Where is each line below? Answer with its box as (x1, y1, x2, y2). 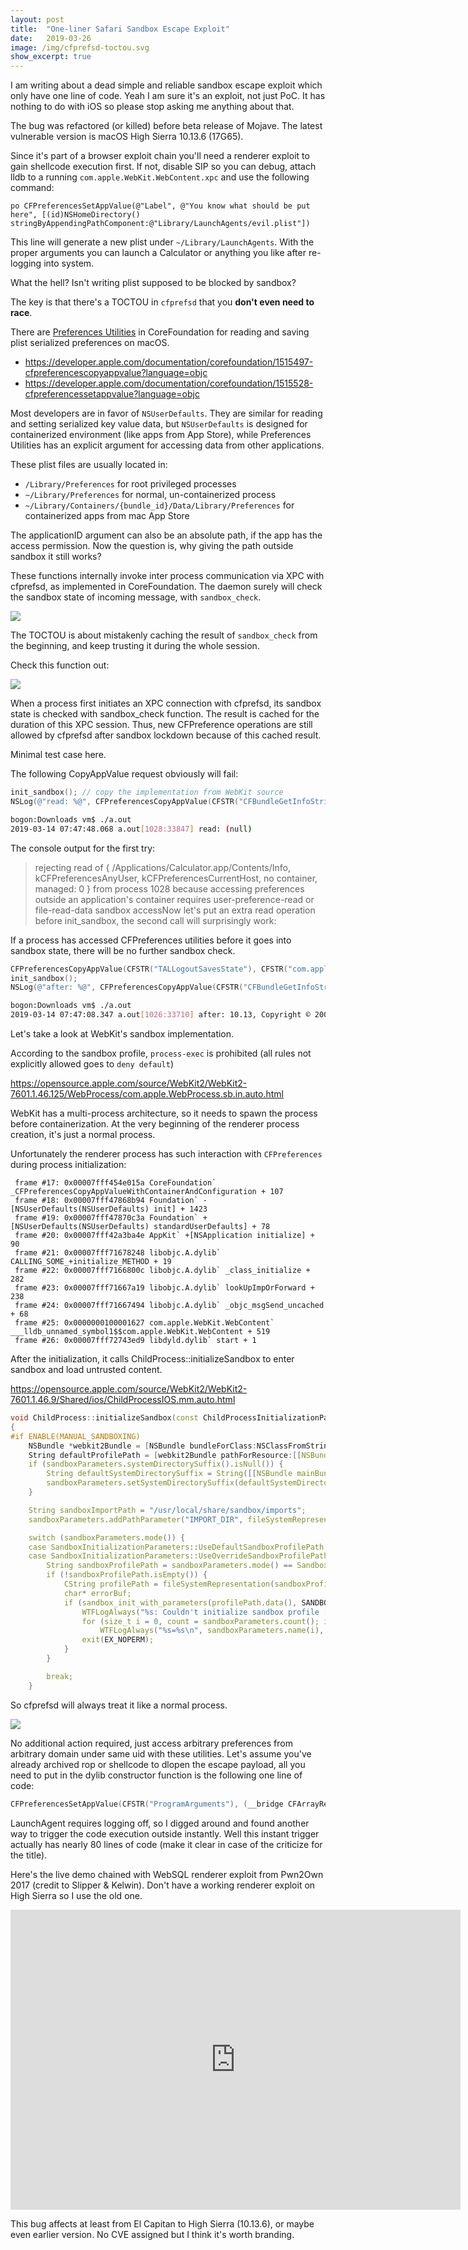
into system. (43, 257, 95, 270)
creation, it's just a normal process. (10, 1129, 156, 1140)
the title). (10, 1849, 48, 1861)
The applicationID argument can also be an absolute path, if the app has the (10, 529, 323, 541)
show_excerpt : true (10, 52, 92, 62)
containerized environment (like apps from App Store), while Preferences (10, 429, 312, 441)
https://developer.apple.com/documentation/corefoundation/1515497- (24, 356, 314, 368)
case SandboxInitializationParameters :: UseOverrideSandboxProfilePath (28, 1551, 329, 1561)
